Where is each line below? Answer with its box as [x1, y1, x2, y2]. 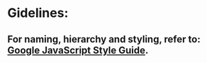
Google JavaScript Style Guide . [7, 44, 149, 56]
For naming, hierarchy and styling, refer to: [7, 33, 201, 45]
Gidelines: [7, 5, 69, 21]
